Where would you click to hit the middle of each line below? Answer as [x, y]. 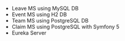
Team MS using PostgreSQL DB [50, 20]
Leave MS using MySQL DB [45, 8]
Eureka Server [29, 33]
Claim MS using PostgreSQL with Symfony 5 [65, 27]
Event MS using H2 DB [39, 14]
